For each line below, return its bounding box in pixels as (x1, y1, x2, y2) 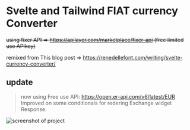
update (6, 77, 33, 87)
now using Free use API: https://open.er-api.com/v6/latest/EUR (20, 93, 175, 100)
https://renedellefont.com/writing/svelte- (83, 54, 183, 61)
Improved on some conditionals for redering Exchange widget (20, 99, 172, 106)
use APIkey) (6, 43, 36, 50)
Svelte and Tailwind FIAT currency (6, 4, 178, 18)
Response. (20, 105, 47, 113)
